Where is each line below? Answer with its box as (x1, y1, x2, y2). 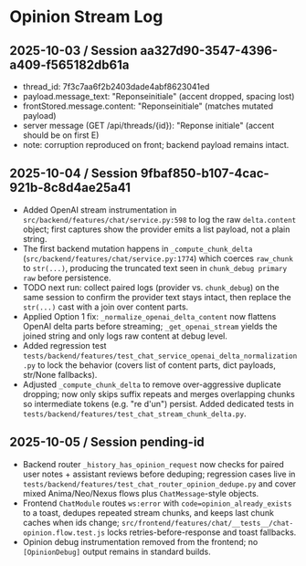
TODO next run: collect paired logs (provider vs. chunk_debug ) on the (22, 281, 280, 293)
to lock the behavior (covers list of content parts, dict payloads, (37, 359, 276, 371)
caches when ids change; (22, 517, 121, 528)
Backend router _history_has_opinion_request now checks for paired (22, 458, 285, 469)
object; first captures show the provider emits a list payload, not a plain (22, 224, 290, 235)
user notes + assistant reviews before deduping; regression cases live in (22, 468, 296, 479)
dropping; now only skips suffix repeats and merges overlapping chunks (22, 388, 295, 399)
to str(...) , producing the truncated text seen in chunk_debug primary (22, 262, 288, 273)
